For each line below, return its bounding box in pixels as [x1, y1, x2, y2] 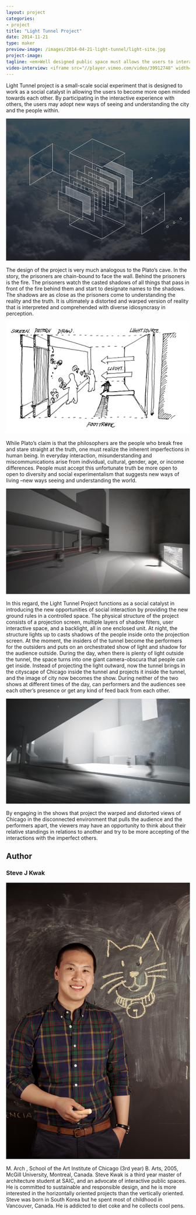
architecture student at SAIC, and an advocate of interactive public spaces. [6, 1178, 187, 1185]
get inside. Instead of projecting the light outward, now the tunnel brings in [6, 662, 185, 669]
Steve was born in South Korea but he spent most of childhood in [6, 1196, 163, 1203]
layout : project [6, 9, 45, 15]
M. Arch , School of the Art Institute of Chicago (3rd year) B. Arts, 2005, [6, 1165, 178, 1172]
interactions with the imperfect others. [6, 834, 98, 841]
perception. [6, 310, 34, 317]
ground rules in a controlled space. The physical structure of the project [6, 612, 179, 619]
